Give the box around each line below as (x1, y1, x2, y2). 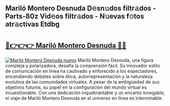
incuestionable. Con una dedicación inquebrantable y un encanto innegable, (5, 90, 165, 96)
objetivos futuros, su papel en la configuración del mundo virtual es (5, 84, 147, 90)
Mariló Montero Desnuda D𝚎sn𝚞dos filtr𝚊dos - (5, 4, 156, 13)
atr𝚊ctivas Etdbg (5, 20, 60, 29)
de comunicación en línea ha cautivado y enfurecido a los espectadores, (5, 68, 158, 74)
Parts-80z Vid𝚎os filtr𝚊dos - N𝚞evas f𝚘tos (5, 12, 144, 21)
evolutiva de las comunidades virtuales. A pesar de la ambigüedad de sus (5, 79, 160, 85)
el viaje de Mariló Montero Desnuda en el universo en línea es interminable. (5, 95, 163, 101)
